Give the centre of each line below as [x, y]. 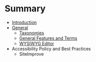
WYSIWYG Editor [37, 43]
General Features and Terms [48, 38]
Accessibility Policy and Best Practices [51, 49]
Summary [25, 9]
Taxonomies [32, 33]
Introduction [24, 22]
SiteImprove [31, 54]
